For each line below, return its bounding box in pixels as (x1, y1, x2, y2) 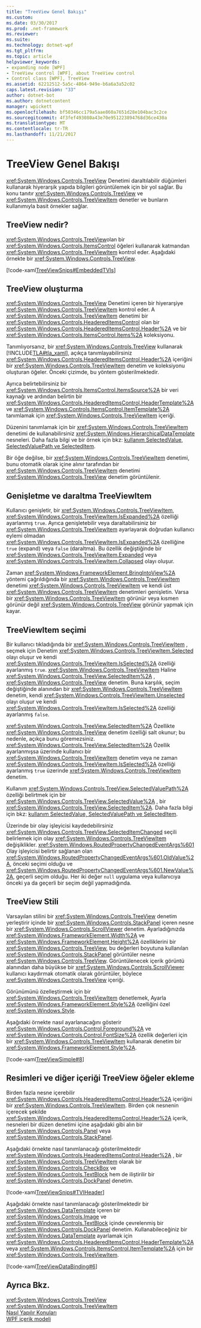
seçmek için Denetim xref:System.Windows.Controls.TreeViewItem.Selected (6, 647, 194, 654)
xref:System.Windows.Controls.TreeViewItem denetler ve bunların (6, 196, 169, 203)
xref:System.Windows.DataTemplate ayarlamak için (6, 1232, 133, 1239)
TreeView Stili (6, 897, 59, 907)
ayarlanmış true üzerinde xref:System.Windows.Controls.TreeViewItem (6, 767, 181, 774)
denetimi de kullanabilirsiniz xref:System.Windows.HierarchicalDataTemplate (6, 430, 196, 437)
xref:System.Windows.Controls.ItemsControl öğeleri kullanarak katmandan (6, 242, 190, 249)
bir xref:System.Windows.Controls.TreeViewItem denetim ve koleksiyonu (6, 362, 185, 369)
